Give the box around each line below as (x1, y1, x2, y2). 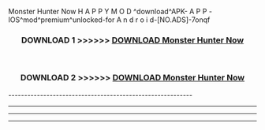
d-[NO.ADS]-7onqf (149, 15, 211, 24)
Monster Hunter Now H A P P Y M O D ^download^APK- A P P (8, 7, 207, 16)
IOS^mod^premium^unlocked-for (8, 15, 115, 24)
